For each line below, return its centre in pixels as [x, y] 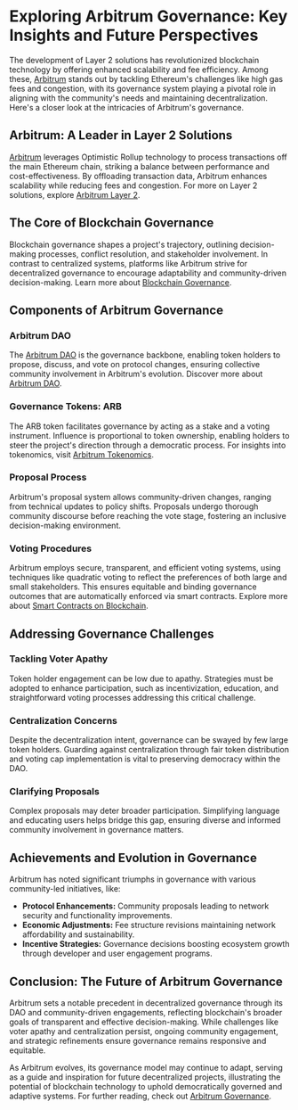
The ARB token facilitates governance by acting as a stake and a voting [139, 426]
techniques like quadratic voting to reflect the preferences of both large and [148, 578]
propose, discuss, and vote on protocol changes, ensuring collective [135, 365]
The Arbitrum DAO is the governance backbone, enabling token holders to [145, 355]
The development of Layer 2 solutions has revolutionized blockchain [134, 60]
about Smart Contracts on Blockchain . [79, 606]
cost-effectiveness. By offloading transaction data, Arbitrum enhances [138, 176]
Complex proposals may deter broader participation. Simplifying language [145, 811]
